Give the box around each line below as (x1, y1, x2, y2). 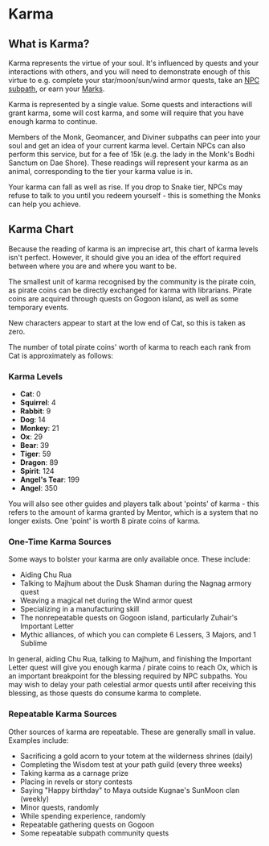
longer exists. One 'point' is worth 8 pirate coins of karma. (8, 516, 201, 526)
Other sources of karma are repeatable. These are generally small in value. (8, 727, 255, 736)
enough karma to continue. (8, 117, 98, 126)
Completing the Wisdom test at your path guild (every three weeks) (19, 759, 243, 769)
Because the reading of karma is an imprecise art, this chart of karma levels (8, 243, 259, 254)
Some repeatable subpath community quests (19, 827, 169, 838)
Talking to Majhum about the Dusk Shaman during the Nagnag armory (19, 579, 252, 588)
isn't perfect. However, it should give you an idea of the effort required (8, 252, 242, 262)
